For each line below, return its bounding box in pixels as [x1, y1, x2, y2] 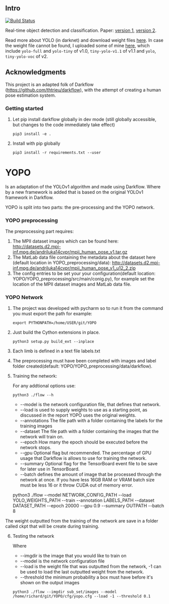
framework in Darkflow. [5, 194, 54, 200]
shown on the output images [20, 580, 80, 586]
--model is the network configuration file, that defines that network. [20, 401, 161, 408]
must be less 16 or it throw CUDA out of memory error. [20, 482, 133, 488]
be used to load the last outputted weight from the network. [20, 569, 144, 575]
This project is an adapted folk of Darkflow [5, 81, 94, 88]
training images [20, 423, 52, 429]
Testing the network [12, 533, 54, 539]
